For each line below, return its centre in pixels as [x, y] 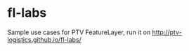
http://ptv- [167, 32]
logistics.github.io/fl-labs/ [45, 39]
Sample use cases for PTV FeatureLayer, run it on [79, 32]
